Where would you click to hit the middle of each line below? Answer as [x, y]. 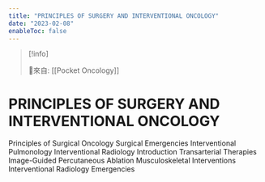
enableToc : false [38, 31]
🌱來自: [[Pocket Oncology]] [74, 70]
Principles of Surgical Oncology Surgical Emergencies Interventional [122, 143]
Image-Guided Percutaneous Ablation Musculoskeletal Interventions [122, 161]
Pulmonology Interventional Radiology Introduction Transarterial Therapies [132, 152]
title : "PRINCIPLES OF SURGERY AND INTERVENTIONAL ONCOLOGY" [114, 16]
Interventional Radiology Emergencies [72, 169]
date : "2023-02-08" [41, 23]
